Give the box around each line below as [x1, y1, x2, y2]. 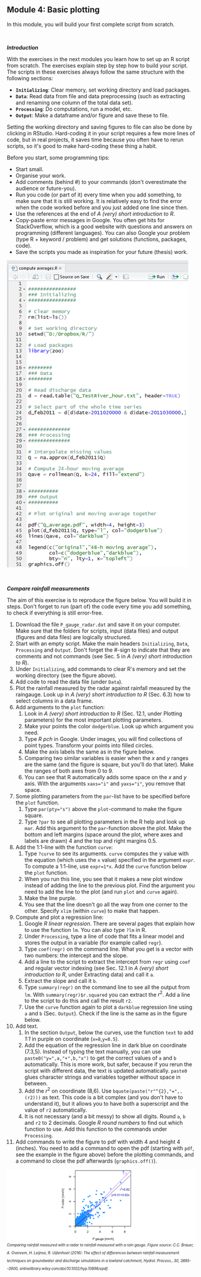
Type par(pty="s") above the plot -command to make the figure [24, 805, 182, 812]
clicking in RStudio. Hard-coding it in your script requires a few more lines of [7, 129, 195, 137]
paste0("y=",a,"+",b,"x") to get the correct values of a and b [24, 1054, 177, 1062]
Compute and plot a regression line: [15, 913, 104, 921]
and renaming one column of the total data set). [15, 99, 133, 106]
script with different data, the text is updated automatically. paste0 [24, 1067, 187, 1075]
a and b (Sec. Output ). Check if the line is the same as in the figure [24, 1010, 187, 1017]
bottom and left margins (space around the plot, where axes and [24, 831, 183, 838]
